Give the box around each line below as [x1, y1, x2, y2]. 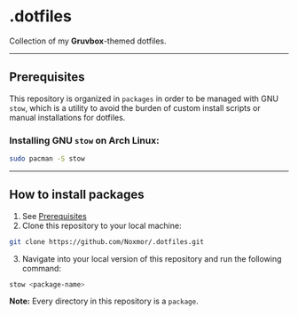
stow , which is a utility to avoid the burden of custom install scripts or [9, 102, 261, 113]
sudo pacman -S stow [9, 154, 86, 163]
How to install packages [9, 187, 145, 202]
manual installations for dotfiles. [9, 112, 126, 122]
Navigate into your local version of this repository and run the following [21, 253, 282, 264]
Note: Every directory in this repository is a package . [9, 295, 199, 307]
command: [21, 263, 62, 273]
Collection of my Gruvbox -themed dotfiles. [9, 35, 167, 46]
